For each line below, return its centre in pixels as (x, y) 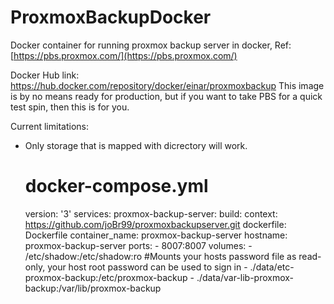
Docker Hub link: (45, 75)
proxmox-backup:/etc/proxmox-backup (106, 277)
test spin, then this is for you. (70, 107)
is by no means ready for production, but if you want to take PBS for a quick (166, 96)
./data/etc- (272, 267)
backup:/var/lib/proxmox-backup (93, 288)
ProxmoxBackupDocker (111, 17)
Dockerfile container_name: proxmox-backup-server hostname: (156, 235)
